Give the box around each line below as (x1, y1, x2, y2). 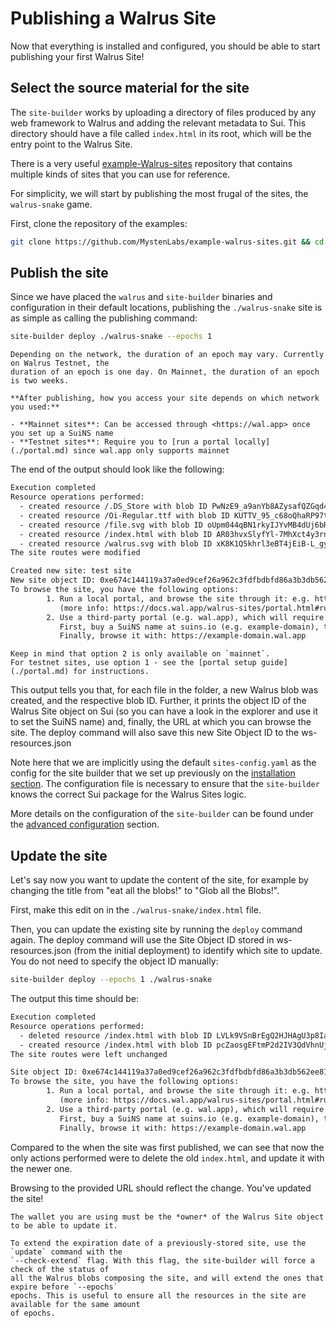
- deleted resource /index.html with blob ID (19, 1030, 213, 1041)
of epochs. (10, 1308, 56, 1318)
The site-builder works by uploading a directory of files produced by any (10, 106, 317, 118)
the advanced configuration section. (10, 818, 160, 831)
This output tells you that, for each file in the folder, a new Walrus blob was (10, 684, 319, 696)
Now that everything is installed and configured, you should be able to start (10, 40, 321, 52)
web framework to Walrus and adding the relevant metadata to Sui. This (10, 117, 307, 129)
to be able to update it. (10, 1220, 118, 1231)
